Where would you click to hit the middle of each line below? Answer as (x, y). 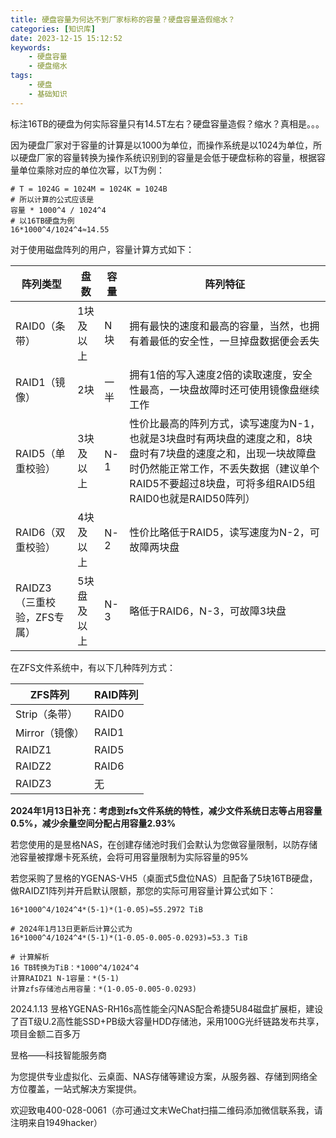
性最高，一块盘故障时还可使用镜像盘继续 (224, 389)
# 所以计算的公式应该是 (52, 199)
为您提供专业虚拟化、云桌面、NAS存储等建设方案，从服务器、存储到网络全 (164, 1076)
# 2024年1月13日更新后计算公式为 (71, 929)
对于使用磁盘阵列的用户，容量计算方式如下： (102, 249)
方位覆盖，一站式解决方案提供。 (76, 1088)
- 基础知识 (48, 94)
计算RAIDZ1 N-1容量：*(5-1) (65, 978)
